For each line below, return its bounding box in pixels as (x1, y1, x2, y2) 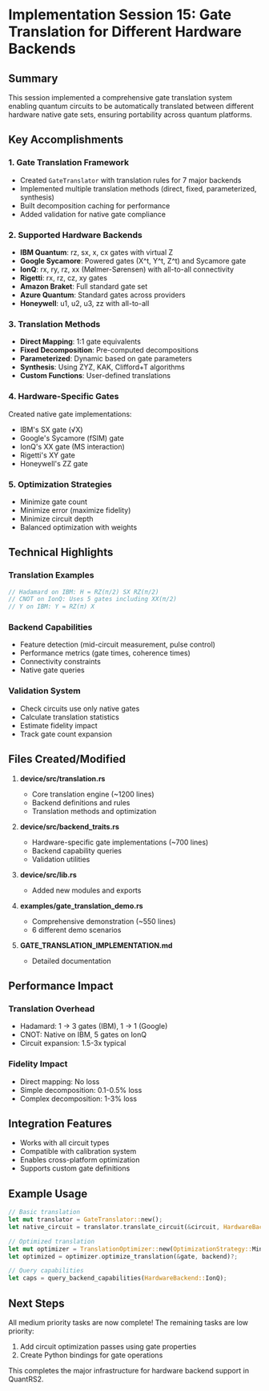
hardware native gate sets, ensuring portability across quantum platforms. (8, 110, 252, 119)
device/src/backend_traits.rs (19, 821, 120, 831)
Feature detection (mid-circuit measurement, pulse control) (19, 639, 216, 650)
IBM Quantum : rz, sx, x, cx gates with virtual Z (19, 247, 174, 257)
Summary (8, 71, 58, 85)
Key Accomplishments (8, 133, 124, 147)
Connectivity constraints (19, 657, 102, 667)
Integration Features (8, 1116, 112, 1131)
